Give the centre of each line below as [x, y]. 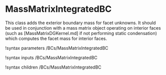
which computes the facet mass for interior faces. [56, 38]
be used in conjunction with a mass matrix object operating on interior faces [83, 28]
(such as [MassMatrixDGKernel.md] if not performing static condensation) [81, 33]
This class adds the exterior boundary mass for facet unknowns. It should [81, 23]
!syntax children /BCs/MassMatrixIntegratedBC [53, 67]
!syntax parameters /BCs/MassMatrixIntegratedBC [57, 48]
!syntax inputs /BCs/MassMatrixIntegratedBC [51, 57]
